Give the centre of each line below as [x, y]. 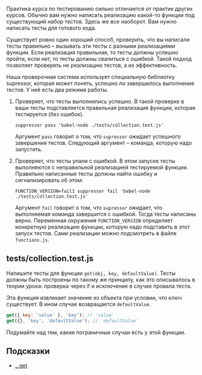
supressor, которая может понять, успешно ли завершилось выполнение [100, 83]
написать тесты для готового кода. [51, 28]
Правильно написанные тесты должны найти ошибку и [86, 174]
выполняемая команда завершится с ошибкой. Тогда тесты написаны [105, 214]
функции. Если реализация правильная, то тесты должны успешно [93, 52]
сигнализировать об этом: [49, 180]
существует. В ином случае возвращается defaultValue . [79, 304]
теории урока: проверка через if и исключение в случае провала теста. [99, 286]
